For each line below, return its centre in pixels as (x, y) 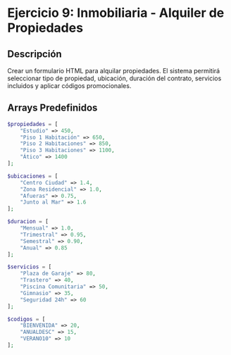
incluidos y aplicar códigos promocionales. (69, 86)
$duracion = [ (28, 222)
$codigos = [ (26, 319)
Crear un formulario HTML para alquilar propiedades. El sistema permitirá (114, 71)
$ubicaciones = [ (33, 176)
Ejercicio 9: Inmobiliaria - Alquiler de (116, 13)
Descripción (35, 54)
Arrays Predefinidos (52, 108)
